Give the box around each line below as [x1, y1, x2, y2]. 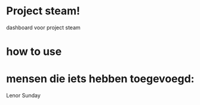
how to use [6, 45, 62, 58]
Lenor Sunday [6, 92, 41, 99]
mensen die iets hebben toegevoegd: [6, 72, 195, 86]
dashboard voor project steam [6, 24, 81, 31]
